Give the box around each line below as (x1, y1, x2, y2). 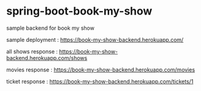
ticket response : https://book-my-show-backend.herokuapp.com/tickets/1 (6, 78, 194, 85)
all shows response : (6, 47, 58, 55)
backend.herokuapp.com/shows (6, 54, 88, 61)
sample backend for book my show (6, 24, 94, 32)
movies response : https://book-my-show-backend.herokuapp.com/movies (6, 66, 196, 73)
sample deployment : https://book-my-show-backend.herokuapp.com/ (6, 36, 184, 43)
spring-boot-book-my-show (6, 4, 152, 18)
